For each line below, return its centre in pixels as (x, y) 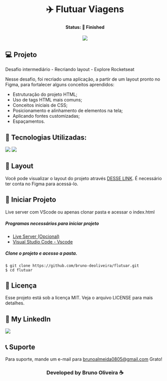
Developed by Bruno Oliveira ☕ (85, 372)
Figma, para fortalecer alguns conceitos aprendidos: (60, 85)
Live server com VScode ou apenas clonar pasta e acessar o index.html (80, 212)
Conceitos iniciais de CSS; (40, 105)
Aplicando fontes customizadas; (46, 116)
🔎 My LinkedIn (28, 319)
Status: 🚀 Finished (85, 27)
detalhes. (15, 303)
